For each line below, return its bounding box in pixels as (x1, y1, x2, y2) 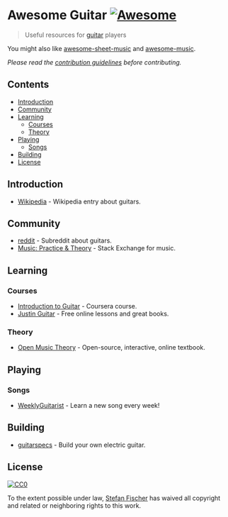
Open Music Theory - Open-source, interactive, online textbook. (17, 343, 205, 352)
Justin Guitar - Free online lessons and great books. (17, 309, 169, 318)
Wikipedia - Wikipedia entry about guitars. (17, 197, 142, 206)
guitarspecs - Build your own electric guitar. (17, 440, 146, 449)
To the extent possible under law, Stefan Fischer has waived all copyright (7, 494, 221, 502)
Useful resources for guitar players (24, 30, 127, 39)
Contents (7, 79, 50, 91)
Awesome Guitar (7, 7, 108, 23)
